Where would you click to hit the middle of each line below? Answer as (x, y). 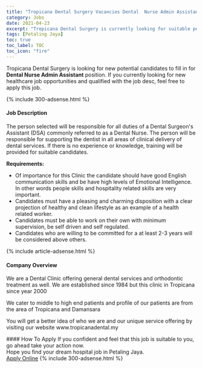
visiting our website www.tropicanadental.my (63, 328)
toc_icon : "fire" (28, 51)
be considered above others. (51, 240)
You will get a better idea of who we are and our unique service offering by (99, 321)
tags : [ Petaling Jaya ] (35, 34)
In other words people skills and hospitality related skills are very (95, 188)
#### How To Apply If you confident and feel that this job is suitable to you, (100, 339)
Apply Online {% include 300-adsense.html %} (65, 358)
